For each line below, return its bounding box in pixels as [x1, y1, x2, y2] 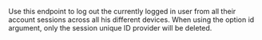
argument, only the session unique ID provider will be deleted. [8, 24, 212, 32]
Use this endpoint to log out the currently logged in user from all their [8, 7, 236, 16]
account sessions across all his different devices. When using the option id [8, 15, 255, 24]
